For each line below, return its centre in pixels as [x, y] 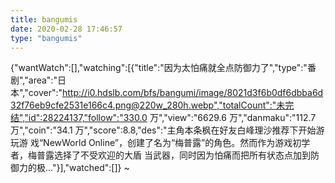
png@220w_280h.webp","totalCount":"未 [200, 105]
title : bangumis [44, 19]
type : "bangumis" [46, 38]
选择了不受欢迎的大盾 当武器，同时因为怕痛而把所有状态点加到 [182, 155]
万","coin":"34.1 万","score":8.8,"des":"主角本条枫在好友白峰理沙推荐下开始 [163, 130]
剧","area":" [34, 80]
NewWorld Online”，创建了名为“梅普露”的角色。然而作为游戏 [168, 143]
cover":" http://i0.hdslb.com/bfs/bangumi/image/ [128, 93]
